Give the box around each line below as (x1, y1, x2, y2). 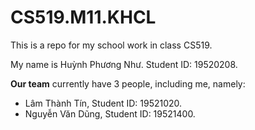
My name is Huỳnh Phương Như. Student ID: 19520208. (10, 58, 238, 70)
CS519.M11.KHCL (10, 6, 157, 29)
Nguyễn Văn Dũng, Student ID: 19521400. (24, 107, 196, 120)
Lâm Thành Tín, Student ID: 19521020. (24, 97, 183, 109)
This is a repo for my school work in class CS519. (10, 39, 213, 51)
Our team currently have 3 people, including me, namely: (10, 77, 246, 90)
